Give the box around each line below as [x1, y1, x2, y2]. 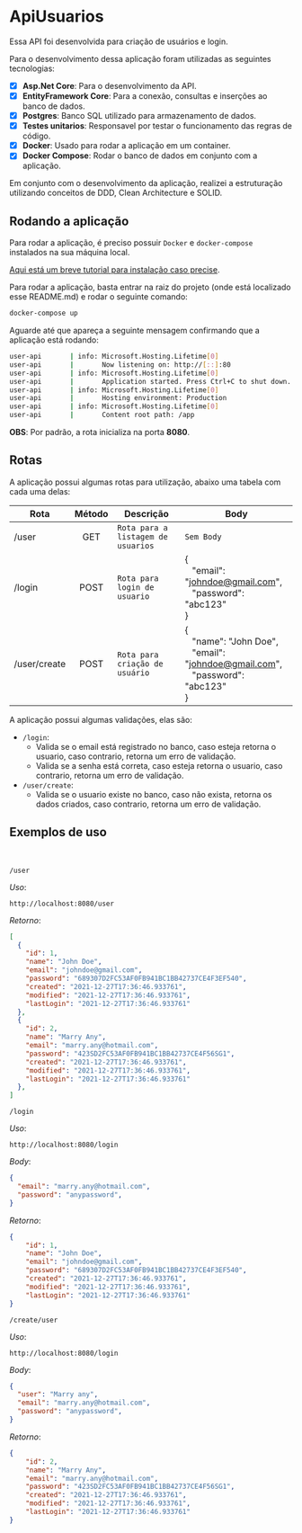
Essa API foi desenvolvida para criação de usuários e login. [9, 36, 229, 47]
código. [22, 130, 51, 141]
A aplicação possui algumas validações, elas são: [9, 714, 193, 725]
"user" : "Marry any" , [17, 1390, 99, 1399]
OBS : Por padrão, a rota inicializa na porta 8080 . [9, 427, 191, 437]
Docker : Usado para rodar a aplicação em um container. [22, 140, 231, 151]
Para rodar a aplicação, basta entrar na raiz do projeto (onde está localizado [9, 281, 291, 293]
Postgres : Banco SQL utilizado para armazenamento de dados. [22, 111, 257, 121]
